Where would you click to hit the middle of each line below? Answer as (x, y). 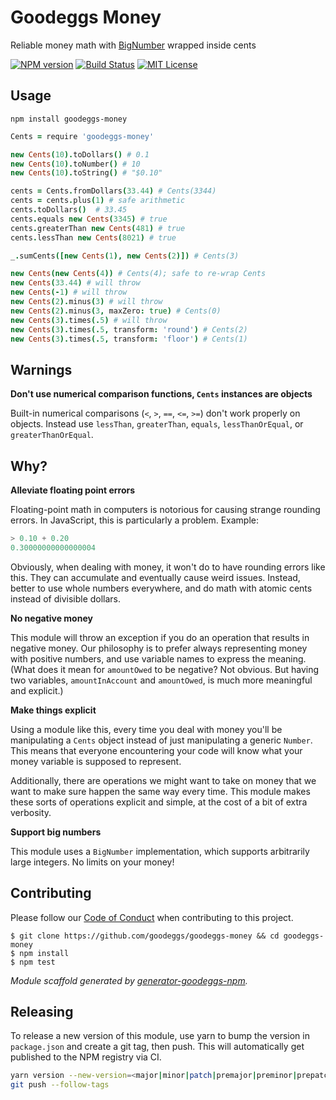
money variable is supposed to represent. (96, 761)
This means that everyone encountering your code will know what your (156, 750)
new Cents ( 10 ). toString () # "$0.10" (86, 173)
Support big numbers (56, 832)
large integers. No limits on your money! (92, 862)
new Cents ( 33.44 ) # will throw (75, 283)
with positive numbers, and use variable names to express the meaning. (158, 658)
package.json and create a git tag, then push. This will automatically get (157, 1047)
